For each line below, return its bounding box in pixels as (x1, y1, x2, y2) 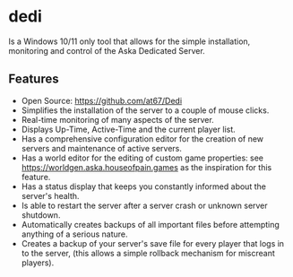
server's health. (21, 190, 80, 201)
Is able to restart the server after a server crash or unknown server (21, 200, 268, 211)
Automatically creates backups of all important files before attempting (21, 219, 280, 229)
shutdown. (21, 209, 61, 221)
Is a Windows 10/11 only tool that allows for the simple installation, (8, 36, 251, 47)
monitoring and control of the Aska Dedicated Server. (8, 45, 205, 56)
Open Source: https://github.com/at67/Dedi (21, 95, 183, 106)
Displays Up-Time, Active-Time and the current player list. (21, 124, 237, 134)
